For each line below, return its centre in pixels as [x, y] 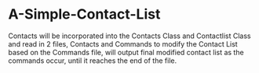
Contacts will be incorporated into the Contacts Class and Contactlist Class [129, 36]
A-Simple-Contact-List [84, 14]
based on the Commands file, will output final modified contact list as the [126, 52]
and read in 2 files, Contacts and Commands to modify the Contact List [123, 43]
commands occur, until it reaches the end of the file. [93, 61]
